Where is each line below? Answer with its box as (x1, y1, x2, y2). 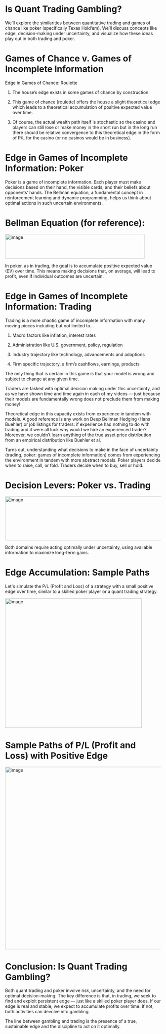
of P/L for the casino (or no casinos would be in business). (12, 135, 131, 140)
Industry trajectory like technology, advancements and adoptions (12, 351, 145, 357)
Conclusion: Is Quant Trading (5, 961, 127, 972)
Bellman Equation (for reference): (5, 218, 145, 228)
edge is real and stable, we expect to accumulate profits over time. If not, (5, 1003, 154, 1009)
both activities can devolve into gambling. (5, 1009, 90, 1015)
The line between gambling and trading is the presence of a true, (5, 1018, 137, 1024)
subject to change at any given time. (5, 376, 79, 382)
